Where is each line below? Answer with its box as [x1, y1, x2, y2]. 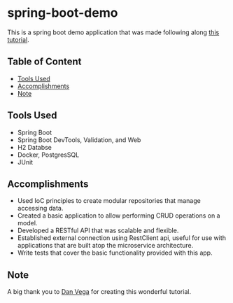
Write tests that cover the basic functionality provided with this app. [17, 248, 213, 257]
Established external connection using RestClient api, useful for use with [17, 234, 226, 242]
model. [17, 219, 38, 227]
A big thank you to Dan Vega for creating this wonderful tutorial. [7, 288, 191, 296]
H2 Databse [17, 143, 52, 151]
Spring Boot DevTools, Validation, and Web [17, 135, 141, 144]
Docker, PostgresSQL [17, 150, 80, 159]
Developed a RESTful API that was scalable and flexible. [17, 226, 179, 235]
